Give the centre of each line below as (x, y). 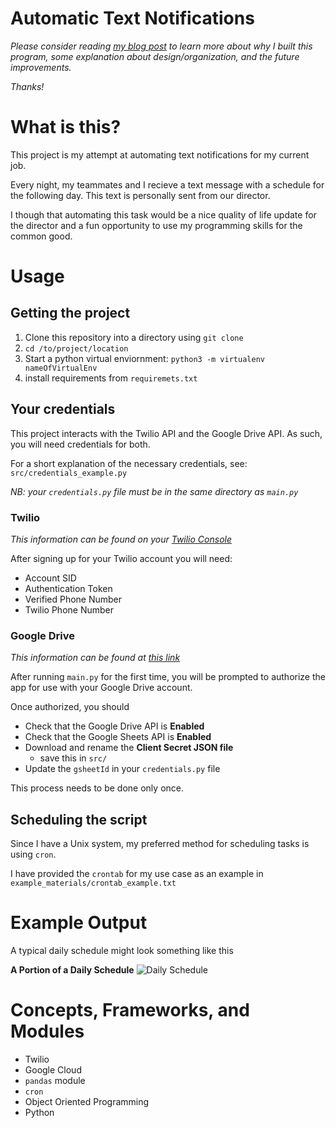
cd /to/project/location (76, 348)
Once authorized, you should (70, 707)
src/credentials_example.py (69, 473)
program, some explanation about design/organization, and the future (155, 56)
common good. (41, 236)
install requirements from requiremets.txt (111, 378)
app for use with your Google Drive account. (101, 688)
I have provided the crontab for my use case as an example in (137, 874)
